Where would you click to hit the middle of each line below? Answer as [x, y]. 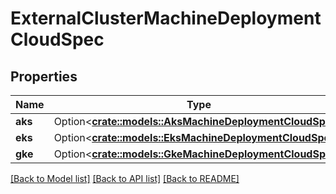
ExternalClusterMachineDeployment [166, 18]
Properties [44, 76]
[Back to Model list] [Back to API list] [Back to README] [125, 178]
